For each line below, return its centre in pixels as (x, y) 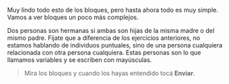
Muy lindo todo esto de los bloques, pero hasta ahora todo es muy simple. (113, 10)
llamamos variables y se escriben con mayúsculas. (80, 60)
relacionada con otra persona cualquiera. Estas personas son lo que (104, 52)
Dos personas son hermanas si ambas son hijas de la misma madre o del (111, 31)
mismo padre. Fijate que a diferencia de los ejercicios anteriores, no (104, 38)
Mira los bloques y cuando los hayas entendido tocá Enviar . (109, 73)
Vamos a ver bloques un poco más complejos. (73, 17)
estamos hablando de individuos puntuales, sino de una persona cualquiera (115, 45)
